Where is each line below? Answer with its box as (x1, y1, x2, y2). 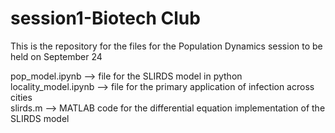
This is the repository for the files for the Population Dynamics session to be (10, 40, 323, 52)
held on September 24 (10, 50, 103, 62)
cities (10, 91, 33, 103)
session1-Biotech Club (10, 7, 201, 30)
